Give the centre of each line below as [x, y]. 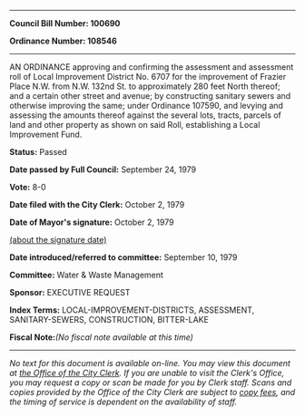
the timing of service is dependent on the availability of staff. [123, 401]
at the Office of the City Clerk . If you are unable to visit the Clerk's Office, [147, 373]
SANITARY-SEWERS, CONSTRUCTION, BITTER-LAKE [109, 319]
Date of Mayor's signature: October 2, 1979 [92, 222]
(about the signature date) [58, 240]
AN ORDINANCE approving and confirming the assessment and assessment [152, 67]
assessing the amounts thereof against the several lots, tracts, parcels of [145, 115]
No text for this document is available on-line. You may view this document [150, 363]
